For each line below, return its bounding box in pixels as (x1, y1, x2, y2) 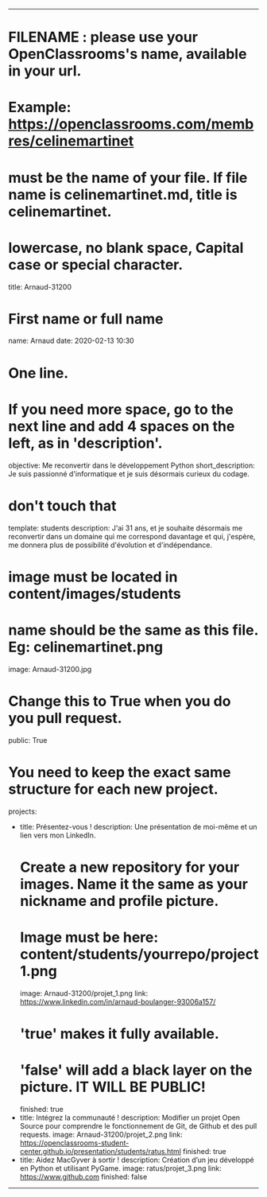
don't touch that (8, 496, 117, 515)
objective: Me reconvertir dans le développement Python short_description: (8, 461, 256, 470)
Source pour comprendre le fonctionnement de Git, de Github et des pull (19, 1121, 257, 1130)
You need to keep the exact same (8, 763, 231, 781)
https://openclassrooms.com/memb (8, 115, 254, 134)
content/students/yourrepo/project (19, 945, 260, 963)
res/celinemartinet (8, 132, 134, 150)
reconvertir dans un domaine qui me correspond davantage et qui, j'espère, (8, 531, 256, 541)
